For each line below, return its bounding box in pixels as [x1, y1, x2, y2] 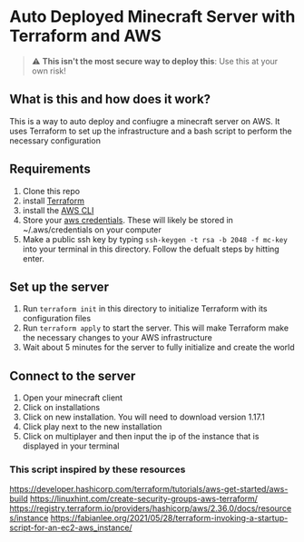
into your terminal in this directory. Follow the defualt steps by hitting [22, 243, 279, 254]
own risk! [31, 65, 66, 76]
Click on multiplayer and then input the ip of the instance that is [22, 431, 260, 442]
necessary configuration [9, 134, 102, 146]
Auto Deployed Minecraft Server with [9, 6, 296, 27]
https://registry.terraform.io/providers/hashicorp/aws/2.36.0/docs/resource [9, 503, 292, 514]
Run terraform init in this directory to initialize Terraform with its [22, 303, 268, 314]
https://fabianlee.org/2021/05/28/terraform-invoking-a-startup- [50, 513, 289, 524]
